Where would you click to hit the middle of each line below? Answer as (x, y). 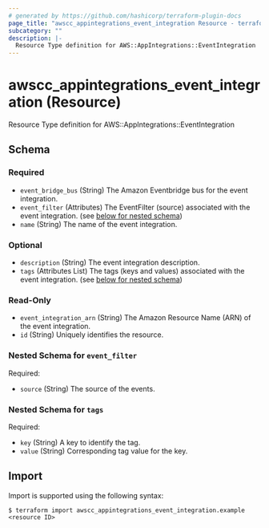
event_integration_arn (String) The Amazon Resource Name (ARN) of (135, 318)
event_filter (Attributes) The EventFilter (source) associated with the (135, 207)
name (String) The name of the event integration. (98, 224)
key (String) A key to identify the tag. (80, 442)
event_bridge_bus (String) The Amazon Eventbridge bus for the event (134, 190)
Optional (25, 245)
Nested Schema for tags (56, 409)
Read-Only (30, 300)
